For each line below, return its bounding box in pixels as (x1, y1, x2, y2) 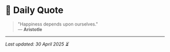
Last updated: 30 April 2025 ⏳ (5, 41, 69, 47)
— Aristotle (17, 26, 42, 32)
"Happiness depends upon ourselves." (17, 21, 98, 27)
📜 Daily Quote (5, 4, 64, 16)
